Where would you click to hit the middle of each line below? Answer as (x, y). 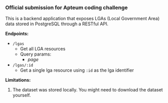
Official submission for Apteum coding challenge (67, 8)
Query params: (36, 54)
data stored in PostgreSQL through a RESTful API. (57, 24)
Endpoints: (17, 34)
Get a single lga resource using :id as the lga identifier (77, 70)
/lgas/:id (23, 65)
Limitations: (18, 80)
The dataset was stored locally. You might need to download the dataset (88, 90)
